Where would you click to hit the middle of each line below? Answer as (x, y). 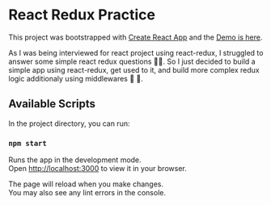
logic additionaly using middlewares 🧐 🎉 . (76, 78)
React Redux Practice (82, 15)
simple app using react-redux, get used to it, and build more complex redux (134, 69)
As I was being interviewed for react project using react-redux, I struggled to (136, 52)
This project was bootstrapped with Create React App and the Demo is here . (135, 37)
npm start (28, 143)
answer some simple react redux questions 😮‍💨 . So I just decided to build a (132, 61)
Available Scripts (52, 104)
